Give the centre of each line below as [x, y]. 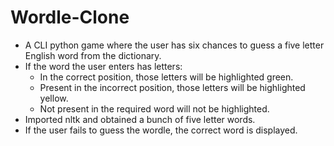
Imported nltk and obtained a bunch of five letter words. [140, 119]
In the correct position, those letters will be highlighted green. [166, 77]
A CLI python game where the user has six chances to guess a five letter [174, 45]
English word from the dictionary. [93, 55]
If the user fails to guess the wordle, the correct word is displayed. [161, 130]
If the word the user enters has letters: [103, 66]
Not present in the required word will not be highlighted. [154, 108]
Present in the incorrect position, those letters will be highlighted [172, 87]
